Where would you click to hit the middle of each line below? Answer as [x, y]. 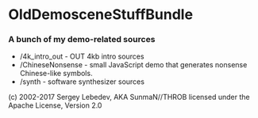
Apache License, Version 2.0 [55, 105]
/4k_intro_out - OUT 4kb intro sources [82, 56]
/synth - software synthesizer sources [82, 82]
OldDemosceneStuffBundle [100, 15]
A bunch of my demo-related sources [82, 40]
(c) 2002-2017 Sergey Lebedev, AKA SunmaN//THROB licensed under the [129, 97]
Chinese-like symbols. [56, 74]
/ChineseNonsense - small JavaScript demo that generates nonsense [133, 65]
